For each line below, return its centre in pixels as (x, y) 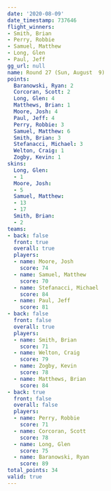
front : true (31, 242)
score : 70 (34, 281)
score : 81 (34, 307)
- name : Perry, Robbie (47, 418)
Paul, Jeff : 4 (34, 118)
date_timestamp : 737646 (42, 20)
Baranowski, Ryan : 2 (44, 86)
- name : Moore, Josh (44, 262)
